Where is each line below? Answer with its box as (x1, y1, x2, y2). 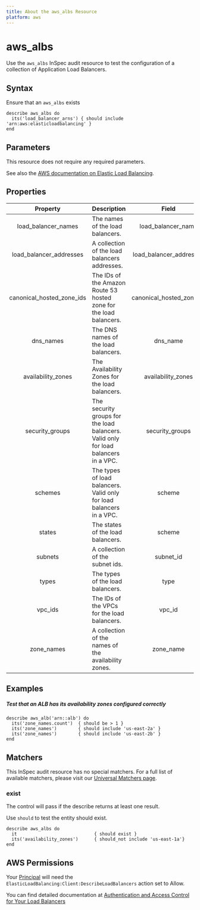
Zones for (92, 372, 119, 381)
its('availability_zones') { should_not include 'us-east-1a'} (11, 836, 185, 843)
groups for (92, 412, 121, 420)
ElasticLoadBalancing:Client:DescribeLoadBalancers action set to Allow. (6, 880, 185, 887)
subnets (36, 552, 60, 560)
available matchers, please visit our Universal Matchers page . (6, 775, 157, 782)
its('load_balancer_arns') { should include (11, 116, 124, 122)
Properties (6, 187, 46, 197)
